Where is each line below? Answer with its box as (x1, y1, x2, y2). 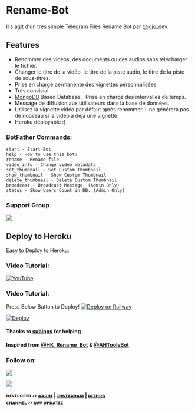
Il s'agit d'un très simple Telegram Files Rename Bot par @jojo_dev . (6, 23, 169, 30)
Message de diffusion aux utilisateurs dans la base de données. (14, 100, 170, 107)
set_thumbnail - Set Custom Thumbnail (6, 167, 101, 173)
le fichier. (14, 62, 38, 69)
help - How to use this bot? (6, 151, 78, 158)
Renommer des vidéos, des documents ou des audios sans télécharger (14, 55, 187, 62)
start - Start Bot (6, 147, 51, 153)
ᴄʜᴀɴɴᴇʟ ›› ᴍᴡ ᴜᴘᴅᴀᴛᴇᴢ (6, 399, 64, 406)
